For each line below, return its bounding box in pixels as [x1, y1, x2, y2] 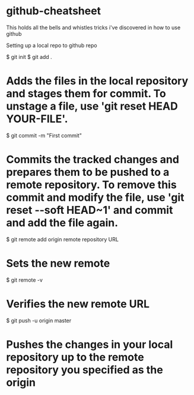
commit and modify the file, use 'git [6, 191, 185, 204]
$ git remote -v [6, 276, 43, 284]
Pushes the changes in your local [6, 338, 173, 351]
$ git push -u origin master [6, 317, 72, 324]
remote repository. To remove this [6, 178, 177, 192]
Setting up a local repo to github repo [6, 42, 97, 49]
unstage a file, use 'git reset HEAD [6, 99, 178, 113]
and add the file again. [6, 216, 119, 230]
